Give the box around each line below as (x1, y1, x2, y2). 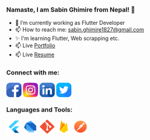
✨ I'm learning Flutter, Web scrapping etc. (15, 35, 120, 42)
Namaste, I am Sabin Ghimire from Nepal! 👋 (6, 5, 135, 14)
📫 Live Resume (15, 51, 54, 58)
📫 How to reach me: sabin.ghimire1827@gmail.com (15, 26, 145, 33)
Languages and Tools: (6, 105, 73, 114)
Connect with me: (6, 68, 60, 77)
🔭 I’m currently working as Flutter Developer (15, 19, 125, 27)
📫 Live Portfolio (15, 42, 56, 49)
